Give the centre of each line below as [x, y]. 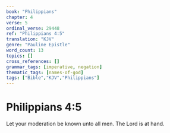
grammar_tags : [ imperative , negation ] [54, 67]
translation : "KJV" [30, 39]
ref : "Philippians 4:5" [36, 34]
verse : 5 [17, 23]
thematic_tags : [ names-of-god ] [45, 72]
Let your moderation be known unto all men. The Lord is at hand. [85, 124]
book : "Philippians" [32, 12]
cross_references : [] [33, 61]
